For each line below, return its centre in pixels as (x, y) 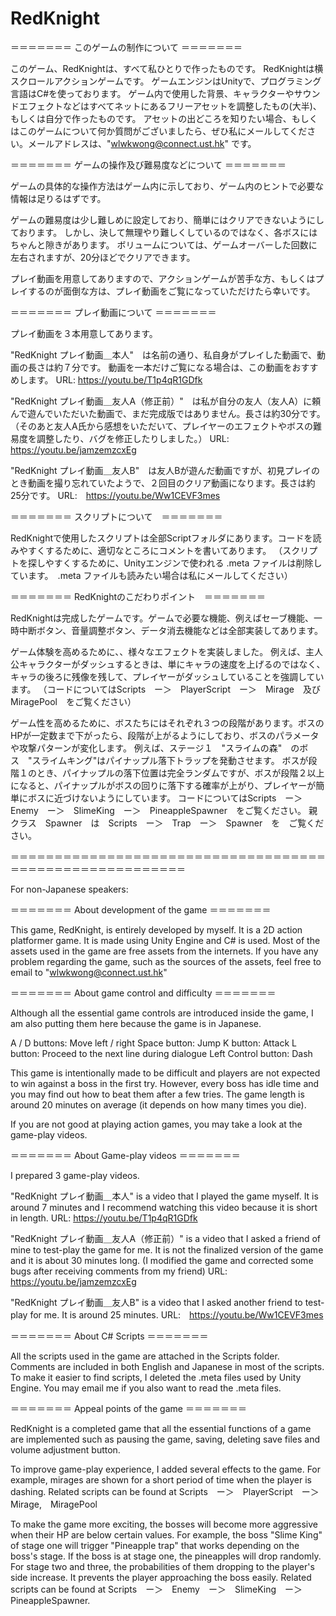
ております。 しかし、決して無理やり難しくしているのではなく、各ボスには (164, 232)
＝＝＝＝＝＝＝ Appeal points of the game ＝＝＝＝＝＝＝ (128, 1408)
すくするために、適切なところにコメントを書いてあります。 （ (155, 550)
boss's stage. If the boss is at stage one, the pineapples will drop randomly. (166, 1556)
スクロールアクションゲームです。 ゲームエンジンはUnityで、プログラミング (166, 81)
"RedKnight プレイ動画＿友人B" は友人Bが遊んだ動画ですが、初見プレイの (165, 470)
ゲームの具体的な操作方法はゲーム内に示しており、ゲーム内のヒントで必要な (167, 186)
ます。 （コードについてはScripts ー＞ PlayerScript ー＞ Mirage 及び (165, 689)
